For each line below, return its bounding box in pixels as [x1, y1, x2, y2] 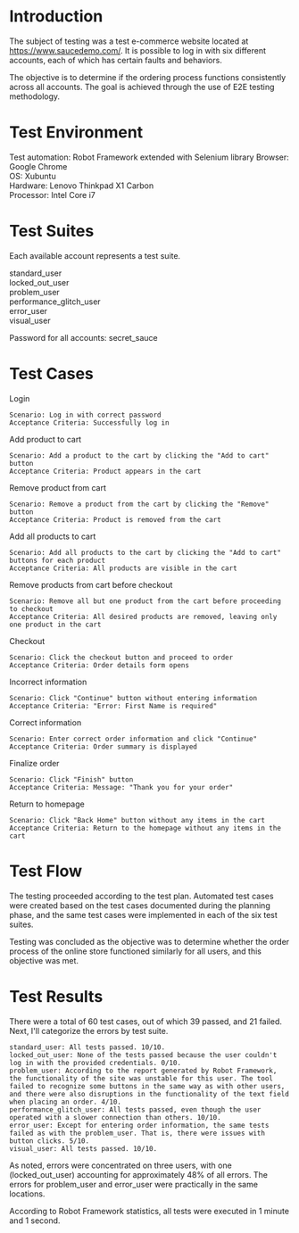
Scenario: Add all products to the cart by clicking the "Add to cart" [9, 548, 281, 557]
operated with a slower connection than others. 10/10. [9, 1113, 221, 1121]
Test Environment [9, 122, 144, 143]
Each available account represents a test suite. [9, 250, 181, 261]
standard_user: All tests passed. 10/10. [9, 1042, 166, 1052]
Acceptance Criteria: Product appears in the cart [9, 467, 202, 476]
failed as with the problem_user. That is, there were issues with [9, 1129, 266, 1138]
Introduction [9, 6, 104, 27]
